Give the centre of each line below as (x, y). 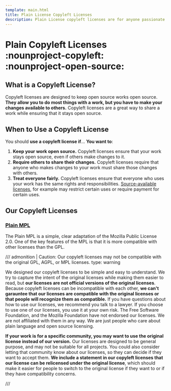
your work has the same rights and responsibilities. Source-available (84, 184)
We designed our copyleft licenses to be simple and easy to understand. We (85, 272)
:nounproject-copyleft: (55, 55)
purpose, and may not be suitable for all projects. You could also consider (83, 347)
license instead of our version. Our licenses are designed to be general (81, 341)
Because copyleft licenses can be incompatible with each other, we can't (82, 288)
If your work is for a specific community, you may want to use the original (84, 336)
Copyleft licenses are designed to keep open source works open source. (81, 97)
